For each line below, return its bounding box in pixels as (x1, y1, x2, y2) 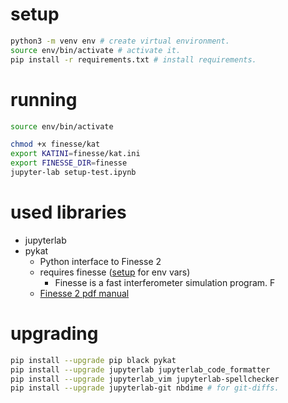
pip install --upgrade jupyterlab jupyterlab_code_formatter (10, 364, 271, 375)
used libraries (10, 201, 127, 224)
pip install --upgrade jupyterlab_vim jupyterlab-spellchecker (10, 374, 280, 384)
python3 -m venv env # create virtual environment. (10, 36, 230, 46)
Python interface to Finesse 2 (39, 255, 162, 267)
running (10, 88, 78, 111)
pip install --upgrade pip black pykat (10, 355, 177, 365)
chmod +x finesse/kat (10, 139, 101, 150)
